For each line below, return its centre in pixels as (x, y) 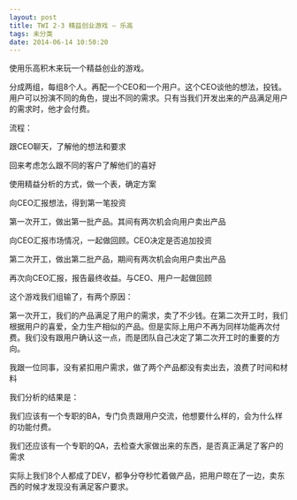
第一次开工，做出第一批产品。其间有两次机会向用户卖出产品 (118, 222)
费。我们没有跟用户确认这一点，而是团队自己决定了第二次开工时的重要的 (141, 337)
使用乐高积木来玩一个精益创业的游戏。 (79, 68)
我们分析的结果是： (44, 398)
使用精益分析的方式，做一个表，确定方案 (83, 184)
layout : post (33, 17)
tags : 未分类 (31, 34)
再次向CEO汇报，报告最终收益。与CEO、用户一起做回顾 (110, 278)
